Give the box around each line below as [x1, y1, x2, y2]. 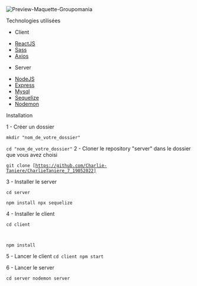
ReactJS [14, 40, 35, 47]
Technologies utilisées [6, 17, 61, 24]
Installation [6, 112, 33, 119]
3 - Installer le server [6, 178, 57, 185]
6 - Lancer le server [6, 264, 54, 271]
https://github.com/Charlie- [35, 163, 108, 169]
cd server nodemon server [6, 275, 70, 281]
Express [14, 82, 35, 88]
